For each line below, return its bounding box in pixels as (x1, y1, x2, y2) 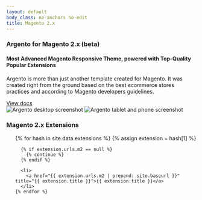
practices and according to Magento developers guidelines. (6, 88, 154, 95)
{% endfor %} (14, 189, 48, 195)
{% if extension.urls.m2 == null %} (21, 146, 113, 152)
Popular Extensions (6, 61, 56, 68)
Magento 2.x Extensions (6, 121, 80, 129)
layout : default (6, 8, 47, 15)
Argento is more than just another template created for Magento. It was (6, 75, 183, 82)
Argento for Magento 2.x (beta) (6, 40, 100, 48)
